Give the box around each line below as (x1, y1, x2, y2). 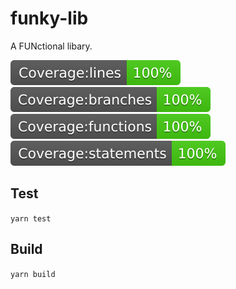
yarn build (10, 269, 56, 279)
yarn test (10, 213, 52, 224)
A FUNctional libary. (10, 40, 93, 52)
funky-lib (10, 7, 89, 30)
